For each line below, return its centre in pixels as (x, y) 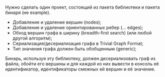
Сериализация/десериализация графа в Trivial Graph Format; (78, 43)
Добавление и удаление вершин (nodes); (57, 22)
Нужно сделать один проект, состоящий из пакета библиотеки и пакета (82, 7)
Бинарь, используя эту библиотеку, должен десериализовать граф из (80, 58)
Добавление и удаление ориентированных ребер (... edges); (78, 27)
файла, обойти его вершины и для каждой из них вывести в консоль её (82, 64)
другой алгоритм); (32, 38)
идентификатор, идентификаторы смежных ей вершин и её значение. (80, 69)
